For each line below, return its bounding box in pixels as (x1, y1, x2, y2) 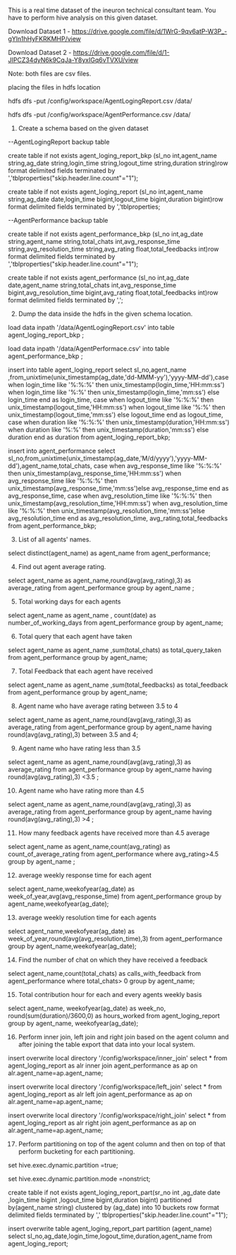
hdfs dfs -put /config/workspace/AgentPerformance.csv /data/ (8, 111, 191, 118)
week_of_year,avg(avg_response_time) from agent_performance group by (8, 892, 222, 900)
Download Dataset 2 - (8, 49, 72, 56)
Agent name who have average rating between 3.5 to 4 (18, 702, 178, 710)
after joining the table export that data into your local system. (18, 1040, 196, 1048)
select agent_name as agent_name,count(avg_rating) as (8, 843, 171, 850)
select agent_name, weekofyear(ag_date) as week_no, (8, 1004, 166, 1012)
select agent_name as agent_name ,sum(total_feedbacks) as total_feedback (8, 680, 228, 689)
